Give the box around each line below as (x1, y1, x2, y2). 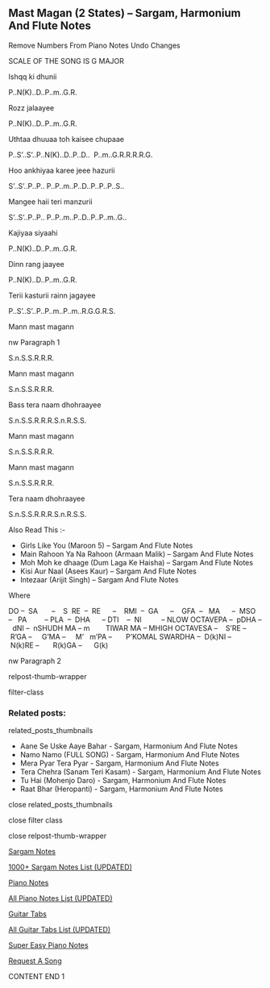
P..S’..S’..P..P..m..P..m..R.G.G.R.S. (8, 306, 116, 315)
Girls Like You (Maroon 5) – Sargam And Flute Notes (19, 540, 193, 550)
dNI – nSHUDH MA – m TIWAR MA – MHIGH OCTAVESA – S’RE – (11, 623, 247, 632)
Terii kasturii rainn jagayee (8, 290, 96, 300)
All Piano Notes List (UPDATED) (8, 894, 113, 903)
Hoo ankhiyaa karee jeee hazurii (8, 165, 115, 175)
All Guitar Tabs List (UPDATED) (8, 925, 111, 935)
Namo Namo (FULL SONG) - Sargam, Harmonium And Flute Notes (19, 750, 240, 760)
